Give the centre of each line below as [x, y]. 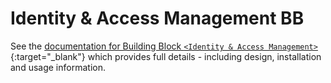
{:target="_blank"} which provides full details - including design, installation [166, 56]
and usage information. [58, 67]
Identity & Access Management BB [157, 18]
